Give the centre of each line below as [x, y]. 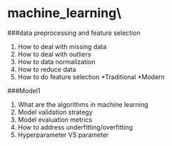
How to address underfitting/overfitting [75, 127]
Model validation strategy [55, 112]
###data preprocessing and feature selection [74, 33]
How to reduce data [47, 69]
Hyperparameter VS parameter [63, 135]
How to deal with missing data [62, 46]
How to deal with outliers [54, 54]
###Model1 [24, 90]
